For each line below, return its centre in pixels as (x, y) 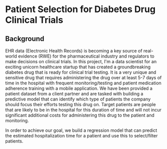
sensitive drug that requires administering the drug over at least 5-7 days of (83, 78)
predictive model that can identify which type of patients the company (78, 99)
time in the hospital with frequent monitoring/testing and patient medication (83, 83)
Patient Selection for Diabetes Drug (80, 9)
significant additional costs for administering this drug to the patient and (80, 115)
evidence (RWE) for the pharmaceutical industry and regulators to (86, 56)
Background (25, 39)
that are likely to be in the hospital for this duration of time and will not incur (83, 110)
